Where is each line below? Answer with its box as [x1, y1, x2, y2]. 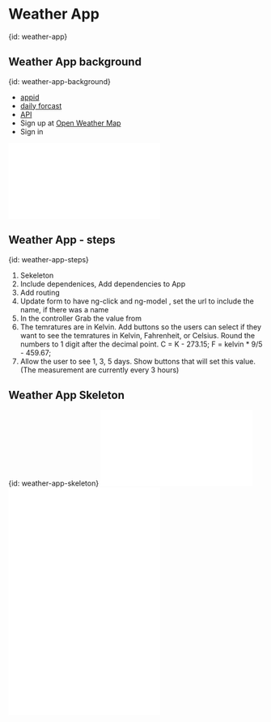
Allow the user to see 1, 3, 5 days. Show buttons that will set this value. [19, 356, 256, 366]
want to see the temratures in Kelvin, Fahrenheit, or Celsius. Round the [19, 330, 256, 340]
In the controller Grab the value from [19, 313, 142, 323]
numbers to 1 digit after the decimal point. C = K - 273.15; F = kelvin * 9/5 [19, 339, 263, 349]
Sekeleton [19, 270, 54, 280]
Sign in [19, 126, 44, 136]
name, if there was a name [19, 304, 109, 314]
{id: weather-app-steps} [8, 254, 89, 264]
